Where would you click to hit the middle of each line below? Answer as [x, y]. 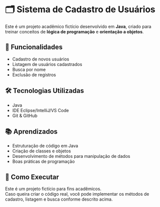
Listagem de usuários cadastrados [47, 64]
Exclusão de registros [34, 75]
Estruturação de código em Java [45, 146]
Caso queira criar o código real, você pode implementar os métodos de [77, 194]
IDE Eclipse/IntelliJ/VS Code [40, 110]
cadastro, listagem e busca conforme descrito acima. [59, 199]
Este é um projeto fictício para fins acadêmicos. [53, 189]
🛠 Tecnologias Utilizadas [45, 91]
